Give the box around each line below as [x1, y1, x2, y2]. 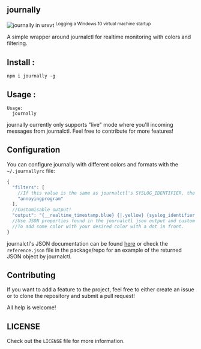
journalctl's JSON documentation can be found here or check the [7, 240, 169, 247]
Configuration [7, 145, 61, 155]
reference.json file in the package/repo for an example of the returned [7, 246, 182, 253]
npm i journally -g [7, 73, 56, 79]
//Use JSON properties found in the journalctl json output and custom [12, 218, 196, 224]
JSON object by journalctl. [7, 252, 72, 260]
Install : [7, 57, 35, 67]
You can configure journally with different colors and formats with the [7, 160, 179, 168]
